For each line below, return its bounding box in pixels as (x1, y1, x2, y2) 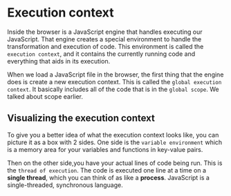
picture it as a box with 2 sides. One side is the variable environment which (7, 138, 223, 146)
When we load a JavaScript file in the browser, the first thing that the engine (7, 70, 224, 79)
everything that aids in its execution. (7, 57, 111, 65)
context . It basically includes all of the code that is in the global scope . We (7, 85, 219, 93)
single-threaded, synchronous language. (7, 181, 123, 189)
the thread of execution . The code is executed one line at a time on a (7, 166, 206, 174)
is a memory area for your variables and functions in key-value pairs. (7, 145, 203, 153)
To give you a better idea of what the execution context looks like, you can (7, 130, 219, 139)
